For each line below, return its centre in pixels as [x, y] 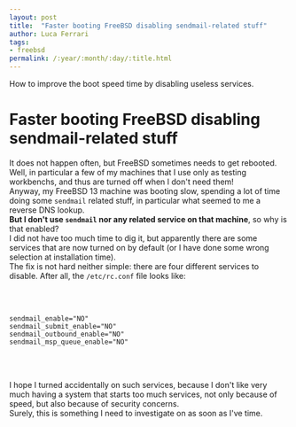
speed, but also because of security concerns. [94, 403]
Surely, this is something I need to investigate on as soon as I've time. [136, 413]
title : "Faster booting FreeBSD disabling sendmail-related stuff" [138, 26]
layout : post [33, 17]
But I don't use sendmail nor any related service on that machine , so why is [148, 219]
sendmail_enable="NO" [49, 318]
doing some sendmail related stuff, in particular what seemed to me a [135, 200]
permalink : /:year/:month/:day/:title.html [91, 58]
